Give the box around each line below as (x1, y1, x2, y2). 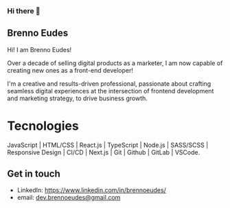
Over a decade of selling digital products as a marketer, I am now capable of (7, 58, 223, 67)
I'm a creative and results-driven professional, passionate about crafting (7, 79, 211, 88)
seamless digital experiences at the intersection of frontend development (7, 86, 214, 95)
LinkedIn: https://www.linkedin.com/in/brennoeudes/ (16, 186, 166, 194)
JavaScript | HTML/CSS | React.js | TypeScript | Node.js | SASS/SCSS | (7, 141, 209, 149)
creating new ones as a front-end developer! (7, 66, 134, 74)
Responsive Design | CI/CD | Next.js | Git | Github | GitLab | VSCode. (7, 148, 200, 157)
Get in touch (7, 168, 60, 180)
